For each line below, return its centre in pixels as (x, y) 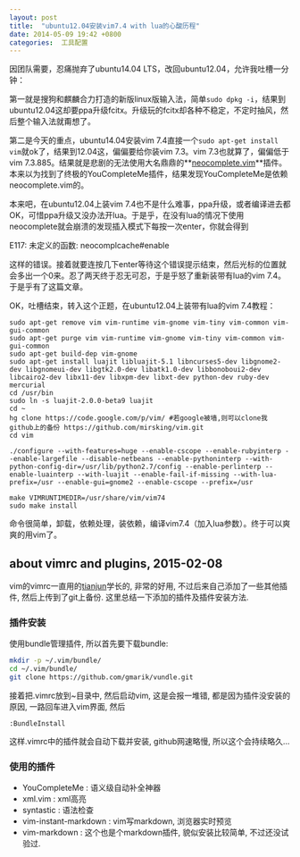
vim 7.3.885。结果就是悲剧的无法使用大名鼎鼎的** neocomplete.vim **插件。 (148, 163)
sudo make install (43, 506)
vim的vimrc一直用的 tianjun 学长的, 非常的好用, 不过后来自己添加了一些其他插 (149, 586)
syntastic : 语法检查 (58, 811)
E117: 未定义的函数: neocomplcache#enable (89, 246)
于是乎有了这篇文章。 (48, 287)
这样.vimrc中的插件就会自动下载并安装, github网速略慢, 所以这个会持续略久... (150, 741)
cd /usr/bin (31, 393)
